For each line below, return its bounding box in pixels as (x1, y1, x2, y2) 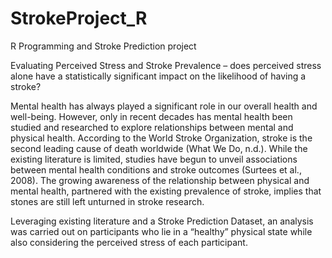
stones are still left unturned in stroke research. (10, 195, 205, 207)
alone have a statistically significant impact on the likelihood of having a (10, 70, 307, 82)
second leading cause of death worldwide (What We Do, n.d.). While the (10, 142, 308, 154)
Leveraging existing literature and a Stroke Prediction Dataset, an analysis (10, 215, 314, 227)
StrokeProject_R (10, 7, 148, 30)
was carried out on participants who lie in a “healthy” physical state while (10, 225, 313, 237)
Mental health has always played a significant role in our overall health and (10, 100, 318, 112)
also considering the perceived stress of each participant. (10, 236, 248, 248)
